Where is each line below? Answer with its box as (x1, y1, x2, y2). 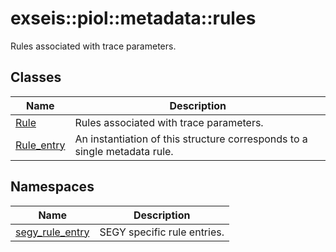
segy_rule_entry (15, 225, 90, 239)
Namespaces (10, 178, 95, 196)
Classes (10, 69, 62, 86)
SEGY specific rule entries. (99, 225, 225, 239)
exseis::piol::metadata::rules (10, 7, 257, 30)
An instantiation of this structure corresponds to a (74, 132, 308, 146)
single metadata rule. (74, 144, 174, 158)
